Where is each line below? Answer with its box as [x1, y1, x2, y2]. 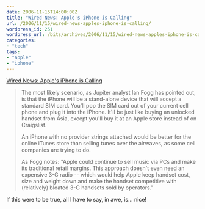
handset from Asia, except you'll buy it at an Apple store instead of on [21, 114, 197, 122]
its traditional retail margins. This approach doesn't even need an [21, 164, 185, 172]
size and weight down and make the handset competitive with [21, 177, 177, 185]
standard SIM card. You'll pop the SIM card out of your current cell [21, 101, 189, 109]
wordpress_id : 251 [6, 26, 53, 32]
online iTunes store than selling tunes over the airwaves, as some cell [21, 139, 196, 147]
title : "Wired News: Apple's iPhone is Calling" [6, 15, 132, 21]
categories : [6, 37, 37, 43]
